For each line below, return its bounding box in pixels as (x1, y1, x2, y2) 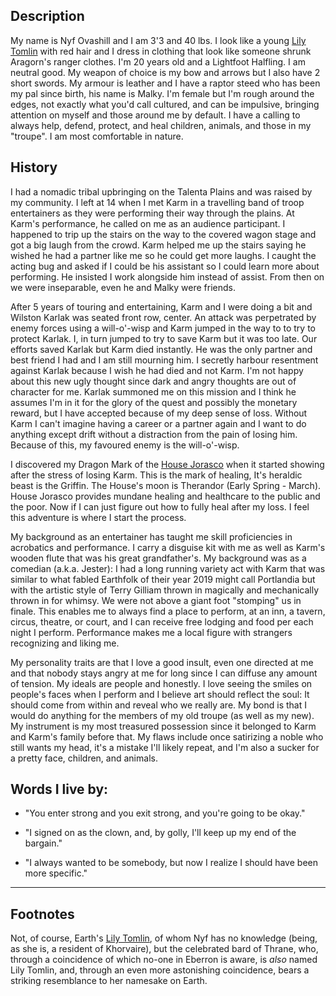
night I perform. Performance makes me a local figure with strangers (10, 626, 293, 638)
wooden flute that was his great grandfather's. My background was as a (10, 552, 307, 564)
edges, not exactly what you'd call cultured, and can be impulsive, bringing (10, 98, 320, 110)
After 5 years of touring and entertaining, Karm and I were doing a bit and (10, 300, 313, 313)
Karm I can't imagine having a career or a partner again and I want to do (10, 417, 307, 429)
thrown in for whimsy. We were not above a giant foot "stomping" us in (10, 594, 302, 606)
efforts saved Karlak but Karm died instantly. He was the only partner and (10, 343, 313, 355)
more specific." (24, 867, 88, 879)
